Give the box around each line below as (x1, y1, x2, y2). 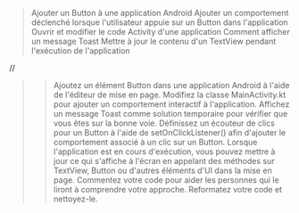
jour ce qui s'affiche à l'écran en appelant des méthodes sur (53, 156, 275, 166)
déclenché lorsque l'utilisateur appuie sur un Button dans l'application (30, 17, 288, 28)
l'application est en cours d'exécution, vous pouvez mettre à (53, 146, 276, 157)
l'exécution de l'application (30, 45, 131, 56)
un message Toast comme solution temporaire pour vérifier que (53, 109, 288, 119)
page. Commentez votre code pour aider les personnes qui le (53, 175, 279, 185)
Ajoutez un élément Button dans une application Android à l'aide (53, 80, 290, 90)
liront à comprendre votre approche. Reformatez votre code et (53, 184, 283, 194)
